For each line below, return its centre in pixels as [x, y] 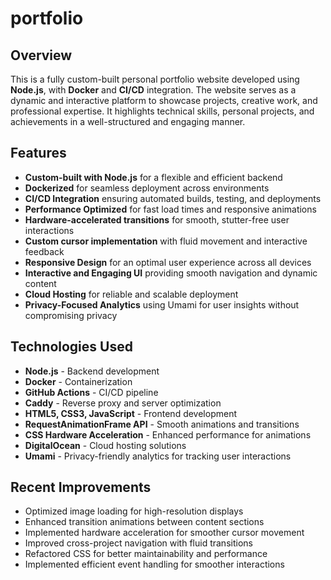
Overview [41, 55]
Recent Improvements [81, 487]
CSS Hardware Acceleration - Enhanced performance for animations [168, 434]
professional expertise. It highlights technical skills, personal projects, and [162, 111]
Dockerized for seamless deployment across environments [147, 188]
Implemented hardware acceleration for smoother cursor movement [164, 533]
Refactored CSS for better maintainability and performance [146, 554]
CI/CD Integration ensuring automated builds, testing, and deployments [173, 198]
